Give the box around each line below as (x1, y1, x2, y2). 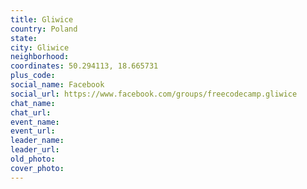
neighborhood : (10, 52, 70, 62)
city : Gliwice (10, 42, 70, 53)
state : (10, 33, 38, 43)
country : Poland (10, 24, 78, 34)
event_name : (10, 117, 60, 127)
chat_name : (10, 98, 56, 108)
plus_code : (10, 71, 56, 81)
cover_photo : (10, 163, 65, 173)
